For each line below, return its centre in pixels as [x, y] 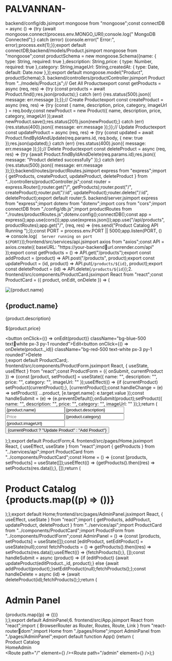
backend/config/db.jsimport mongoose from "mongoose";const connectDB [85, 23]
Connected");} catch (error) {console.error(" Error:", [60, 40]
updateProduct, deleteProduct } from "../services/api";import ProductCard [84, 525]
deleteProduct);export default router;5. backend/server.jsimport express [82, 198]
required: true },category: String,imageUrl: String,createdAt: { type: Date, [82, 67]
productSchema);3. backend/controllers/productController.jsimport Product [85, 78]
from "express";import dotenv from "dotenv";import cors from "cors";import [86, 203]
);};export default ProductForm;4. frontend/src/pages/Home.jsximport [79, 440]
